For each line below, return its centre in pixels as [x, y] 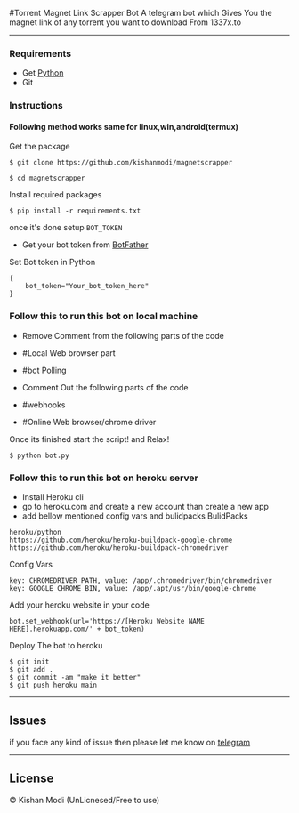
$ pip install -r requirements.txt [75, 211]
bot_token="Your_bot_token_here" [87, 286]
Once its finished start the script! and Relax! [89, 439]
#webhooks [44, 405]
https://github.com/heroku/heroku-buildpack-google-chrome [121, 540]
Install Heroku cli [53, 497]
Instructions [36, 106]
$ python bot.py [39, 455]
